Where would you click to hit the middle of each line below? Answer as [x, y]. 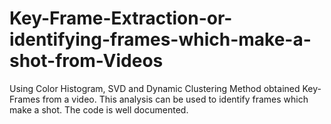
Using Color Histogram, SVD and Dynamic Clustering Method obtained [155, 88]
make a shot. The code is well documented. [99, 109]
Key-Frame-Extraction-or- [121, 18]
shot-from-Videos [86, 61]
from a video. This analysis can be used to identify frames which [175, 99]
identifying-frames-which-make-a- [160, 39]
